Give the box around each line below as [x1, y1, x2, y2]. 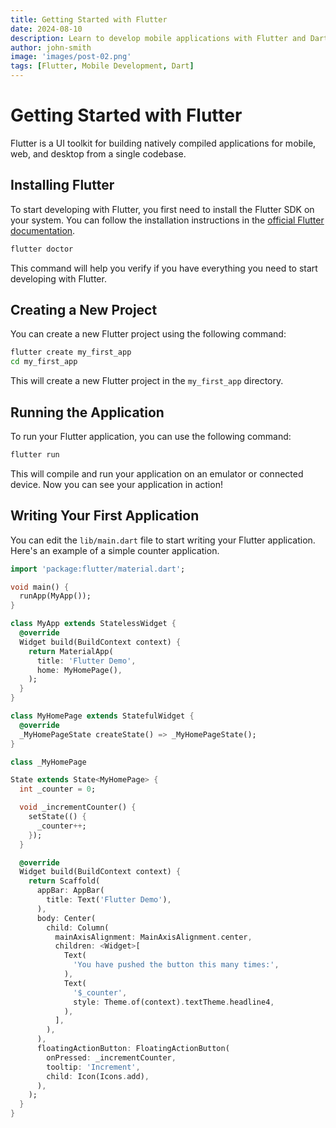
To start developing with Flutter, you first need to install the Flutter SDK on [10, 203, 315, 215]
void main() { [10, 582, 70, 592]
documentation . [10, 224, 76, 236]
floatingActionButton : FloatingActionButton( [36, 1044, 230, 1054]
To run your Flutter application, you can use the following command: [10, 431, 292, 442]
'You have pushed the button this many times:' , [73, 960, 280, 970]
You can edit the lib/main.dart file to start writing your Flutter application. [10, 534, 316, 546]
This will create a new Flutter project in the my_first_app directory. [10, 375, 284, 387]
